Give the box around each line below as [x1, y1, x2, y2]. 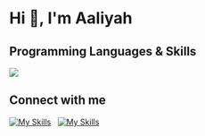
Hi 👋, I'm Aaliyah [9, 8, 133, 29]
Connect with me [9, 93, 107, 108]
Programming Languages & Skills [9, 44, 197, 59]
